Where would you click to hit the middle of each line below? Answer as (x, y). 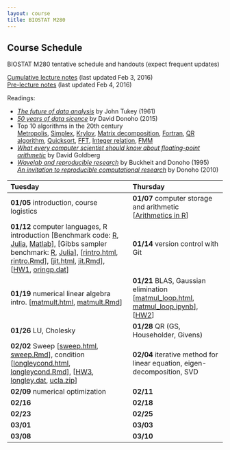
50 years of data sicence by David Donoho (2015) (87, 119)
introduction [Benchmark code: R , (65, 236)
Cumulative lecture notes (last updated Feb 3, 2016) (80, 78)
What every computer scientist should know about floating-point (108, 148)
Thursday (149, 187)
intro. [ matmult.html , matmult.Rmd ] (67, 302)
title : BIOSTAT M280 (37, 20)
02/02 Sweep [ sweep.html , (54, 346)
